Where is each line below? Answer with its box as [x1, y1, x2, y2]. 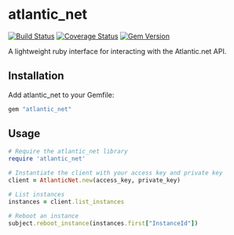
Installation [8, 69, 64, 83]
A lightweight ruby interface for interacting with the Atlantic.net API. [8, 46, 227, 56]
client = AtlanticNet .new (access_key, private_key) [8, 176, 181, 185]
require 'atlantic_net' [8, 155, 86, 163]
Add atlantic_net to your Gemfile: [8, 90, 115, 99]
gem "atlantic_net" [8, 105, 72, 113]
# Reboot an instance [8, 211, 79, 220]
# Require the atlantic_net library [8, 147, 128, 156]
